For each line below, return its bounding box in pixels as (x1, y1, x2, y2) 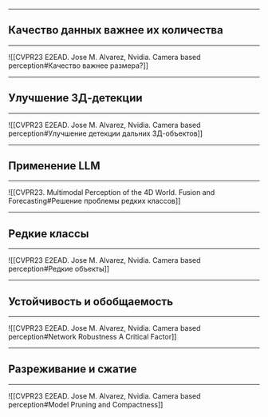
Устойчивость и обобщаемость (8, 295, 174, 308)
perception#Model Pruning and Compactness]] (8, 399, 164, 409)
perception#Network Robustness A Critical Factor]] (8, 332, 177, 342)
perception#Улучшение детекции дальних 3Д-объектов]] (8, 129, 203, 138)
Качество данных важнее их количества (8, 23, 223, 37)
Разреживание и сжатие (8, 363, 137, 376)
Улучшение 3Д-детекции (8, 91, 143, 105)
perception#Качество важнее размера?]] (8, 61, 149, 70)
